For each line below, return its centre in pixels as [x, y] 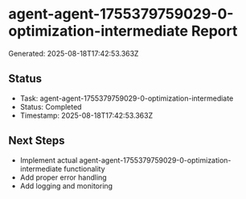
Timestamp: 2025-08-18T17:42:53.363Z [86, 115]
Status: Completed [51, 106]
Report [214, 31]
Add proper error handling [63, 177]
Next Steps [37, 141]
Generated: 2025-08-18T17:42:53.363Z [74, 53]
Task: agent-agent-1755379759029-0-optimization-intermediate [127, 98]
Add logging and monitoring [66, 185]
